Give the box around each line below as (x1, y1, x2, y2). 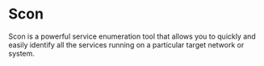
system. (8, 48, 35, 58)
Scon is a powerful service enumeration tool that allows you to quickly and (8, 31, 256, 41)
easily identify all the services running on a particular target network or (8, 39, 245, 49)
